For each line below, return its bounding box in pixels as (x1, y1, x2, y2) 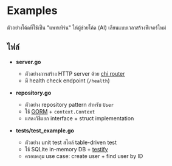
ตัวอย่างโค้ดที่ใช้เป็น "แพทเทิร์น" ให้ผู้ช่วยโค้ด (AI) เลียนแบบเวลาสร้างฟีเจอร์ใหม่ (7, 24, 167, 31)
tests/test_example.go (15, 126, 75, 134)
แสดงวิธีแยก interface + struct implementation (24, 114, 134, 122)
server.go (15, 58, 41, 65)
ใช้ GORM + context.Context (24, 107, 95, 115)
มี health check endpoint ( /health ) (24, 77, 110, 84)
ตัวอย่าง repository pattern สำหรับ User (24, 101, 114, 108)
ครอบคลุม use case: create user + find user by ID (24, 152, 143, 159)
